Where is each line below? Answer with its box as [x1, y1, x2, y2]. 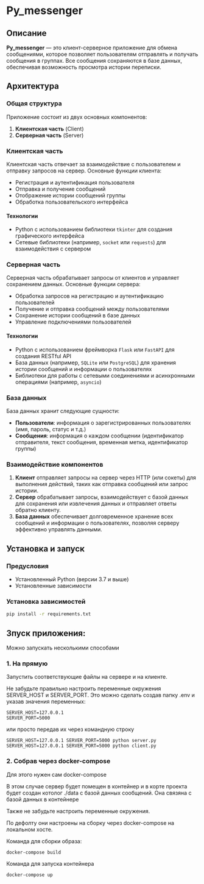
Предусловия [6, 562, 49, 570]
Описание [6, 28, 47, 38]
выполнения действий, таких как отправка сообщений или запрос [15, 481, 189, 488]
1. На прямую [6, 659, 48, 668]
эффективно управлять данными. [15, 526, 102, 533]
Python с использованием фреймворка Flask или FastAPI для [15, 345, 175, 353]
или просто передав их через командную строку [6, 726, 135, 733]
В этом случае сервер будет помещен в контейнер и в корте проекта [6, 782, 188, 790]
